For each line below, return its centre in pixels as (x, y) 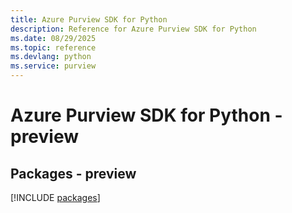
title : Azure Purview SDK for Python (89, 19)
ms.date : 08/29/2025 (53, 38)
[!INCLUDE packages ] (55, 197)
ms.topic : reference (53, 47)
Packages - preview (73, 173)
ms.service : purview (53, 66)
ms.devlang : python (51, 57)
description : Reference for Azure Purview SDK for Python (133, 29)
